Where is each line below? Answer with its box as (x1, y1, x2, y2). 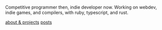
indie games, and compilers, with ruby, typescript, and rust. (5, 9, 129, 15)
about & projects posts (5, 19, 52, 25)
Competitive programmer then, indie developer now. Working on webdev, (5, 4, 157, 10)
